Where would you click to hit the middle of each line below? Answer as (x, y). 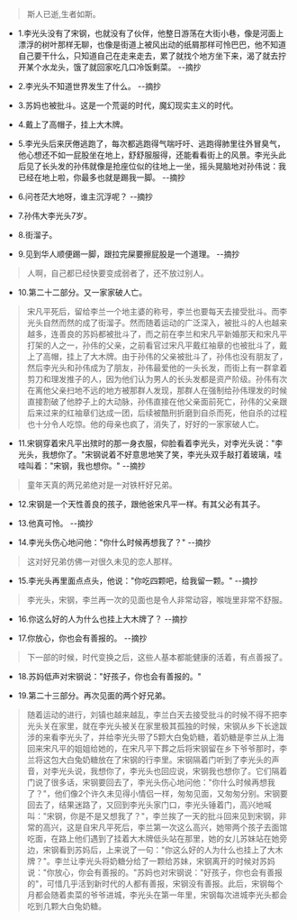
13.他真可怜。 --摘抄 (55, 523)
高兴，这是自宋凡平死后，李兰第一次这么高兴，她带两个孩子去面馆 (165, 827)
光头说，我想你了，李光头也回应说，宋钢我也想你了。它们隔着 (173, 771)
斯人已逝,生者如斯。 (63, 14)
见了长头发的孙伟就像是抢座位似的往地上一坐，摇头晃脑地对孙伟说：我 (156, 166)
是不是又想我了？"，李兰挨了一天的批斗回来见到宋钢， (178, 816)
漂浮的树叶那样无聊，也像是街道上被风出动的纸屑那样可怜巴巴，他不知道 (152, 45)
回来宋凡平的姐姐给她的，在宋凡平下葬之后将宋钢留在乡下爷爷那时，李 (157, 748)
